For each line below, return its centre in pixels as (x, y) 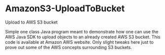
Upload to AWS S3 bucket (32, 22)
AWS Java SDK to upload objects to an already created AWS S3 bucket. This (83, 37)
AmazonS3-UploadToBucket (65, 9)
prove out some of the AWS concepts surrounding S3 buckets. (68, 47)
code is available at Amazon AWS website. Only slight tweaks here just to (79, 42)
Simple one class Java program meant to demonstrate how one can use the (82, 31)
